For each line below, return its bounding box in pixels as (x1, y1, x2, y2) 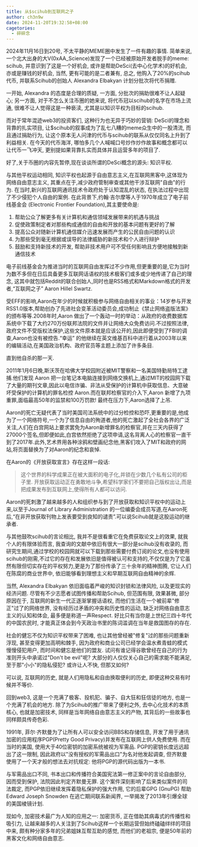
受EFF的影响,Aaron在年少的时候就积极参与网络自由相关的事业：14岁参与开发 (6, 297, 192, 305)
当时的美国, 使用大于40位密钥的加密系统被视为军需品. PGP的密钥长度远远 (6, 743, 184, 750)
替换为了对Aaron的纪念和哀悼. (28, 446, 101, 453)
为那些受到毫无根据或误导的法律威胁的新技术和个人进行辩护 (14, 236, 160, 243)
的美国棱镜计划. (6, 800, 44, 807)
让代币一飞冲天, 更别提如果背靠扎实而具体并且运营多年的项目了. (6, 146, 161, 153)
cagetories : (6, 25, 35, 31)
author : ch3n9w (6, 14, 44, 20)
